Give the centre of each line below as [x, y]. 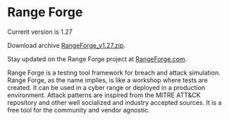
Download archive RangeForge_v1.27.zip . [66, 45]
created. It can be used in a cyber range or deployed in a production [106, 87]
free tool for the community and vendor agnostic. [79, 110]
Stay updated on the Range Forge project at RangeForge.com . [97, 59]
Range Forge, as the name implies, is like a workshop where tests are [107, 80]
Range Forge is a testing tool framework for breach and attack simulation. [114, 72]
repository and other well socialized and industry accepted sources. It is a [114, 102]
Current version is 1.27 [40, 32]
